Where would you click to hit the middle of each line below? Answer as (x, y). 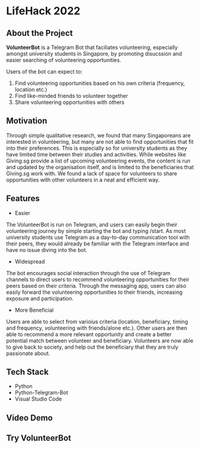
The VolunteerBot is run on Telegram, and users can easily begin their (92, 224)
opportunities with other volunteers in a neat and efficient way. (83, 180)
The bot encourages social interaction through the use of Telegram (88, 273)
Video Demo (29, 418)
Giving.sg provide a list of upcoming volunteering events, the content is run (98, 161)
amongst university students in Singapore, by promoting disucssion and (94, 54)
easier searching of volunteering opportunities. (64, 60)
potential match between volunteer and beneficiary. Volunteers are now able (100, 340)
